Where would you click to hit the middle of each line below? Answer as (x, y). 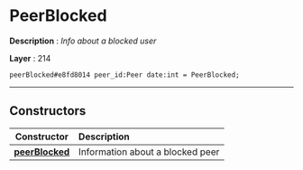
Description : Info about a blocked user (83, 41)
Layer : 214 (30, 58)
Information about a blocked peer (149, 152)
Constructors (48, 111)
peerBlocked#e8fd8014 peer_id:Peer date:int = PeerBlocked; (125, 75)
